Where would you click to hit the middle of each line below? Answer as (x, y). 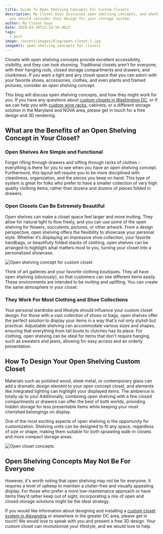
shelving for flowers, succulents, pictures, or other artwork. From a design (79, 227)
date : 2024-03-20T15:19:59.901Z (38, 28)
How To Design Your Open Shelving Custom (73, 361)
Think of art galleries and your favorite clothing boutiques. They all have (77, 271)
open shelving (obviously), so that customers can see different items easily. (81, 277)
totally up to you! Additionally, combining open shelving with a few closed (78, 396)
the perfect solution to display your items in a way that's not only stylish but (81, 320)
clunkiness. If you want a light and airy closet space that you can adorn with (81, 75)
